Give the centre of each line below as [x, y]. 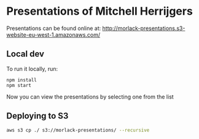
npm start [19, 85]
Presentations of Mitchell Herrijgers [100, 11]
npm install [21, 80]
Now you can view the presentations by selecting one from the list [90, 97]
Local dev [25, 54]
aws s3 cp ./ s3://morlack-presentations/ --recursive [78, 130]
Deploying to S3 [37, 116]
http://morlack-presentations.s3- [144, 28]
